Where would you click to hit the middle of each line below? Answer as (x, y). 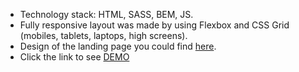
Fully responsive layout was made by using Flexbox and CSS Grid (154, 25)
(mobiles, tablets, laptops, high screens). (103, 35)
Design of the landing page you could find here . (118, 46)
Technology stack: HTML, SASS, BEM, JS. (106, 14)
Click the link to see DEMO (74, 57)
